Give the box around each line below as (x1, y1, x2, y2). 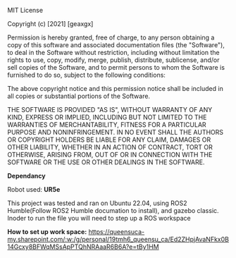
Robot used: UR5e (7, 185, 61, 193)
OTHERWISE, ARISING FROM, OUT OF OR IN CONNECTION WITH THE (7, 151, 213, 159)
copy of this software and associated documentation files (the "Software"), (7, 41, 225, 49)
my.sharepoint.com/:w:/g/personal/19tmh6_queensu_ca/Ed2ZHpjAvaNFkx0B (7, 235, 229, 243)
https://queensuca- (88, 228, 145, 235)
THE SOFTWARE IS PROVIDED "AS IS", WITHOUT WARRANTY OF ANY (7, 106, 213, 113)
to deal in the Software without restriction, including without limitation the (7, 49, 220, 56)
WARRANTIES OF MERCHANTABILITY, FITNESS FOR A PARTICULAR (7, 121, 206, 129)
